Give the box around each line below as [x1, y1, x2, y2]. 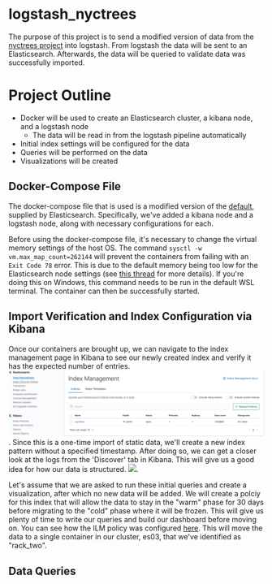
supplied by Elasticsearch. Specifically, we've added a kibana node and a [8, 210, 254, 219]
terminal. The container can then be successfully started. [8, 286, 201, 296]
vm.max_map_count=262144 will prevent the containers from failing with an [8, 251, 249, 261]
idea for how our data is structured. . [8, 465, 139, 474]
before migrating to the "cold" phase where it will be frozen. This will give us [8, 506, 264, 516]
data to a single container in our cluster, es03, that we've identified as [8, 532, 242, 542]
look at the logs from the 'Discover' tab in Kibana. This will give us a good [8, 455, 254, 465]
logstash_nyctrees [8, 5, 136, 24]
